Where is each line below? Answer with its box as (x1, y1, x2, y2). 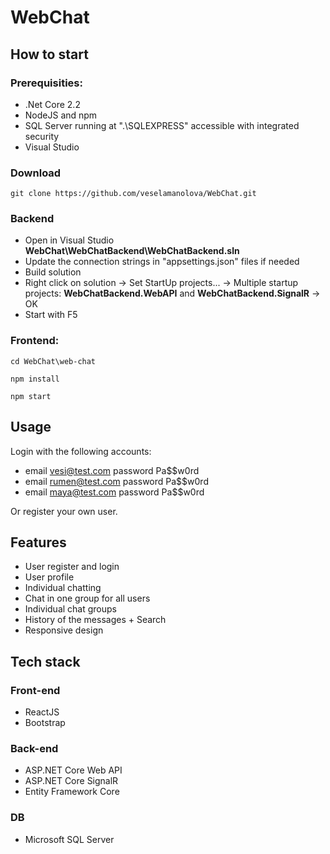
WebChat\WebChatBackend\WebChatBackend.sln (24, 245, 240, 257)
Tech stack (10, 653, 81, 670)
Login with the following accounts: (10, 445, 152, 457)
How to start (10, 46, 89, 63)
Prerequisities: (10, 76, 83, 90)
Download (10, 166, 62, 180)
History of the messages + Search (24, 614, 167, 626)
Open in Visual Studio (24, 234, 115, 246)
